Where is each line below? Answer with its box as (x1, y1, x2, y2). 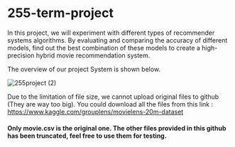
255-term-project (7, 5, 114, 21)
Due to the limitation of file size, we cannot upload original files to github (7, 92, 219, 101)
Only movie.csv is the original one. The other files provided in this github (7, 124, 226, 132)
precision (7, 51, 35, 60)
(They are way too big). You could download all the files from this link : (7, 99, 214, 108)
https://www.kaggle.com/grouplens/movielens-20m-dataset (7, 107, 184, 116)
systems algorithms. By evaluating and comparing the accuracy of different (7, 36, 228, 44)
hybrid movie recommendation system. (35, 51, 151, 60)
